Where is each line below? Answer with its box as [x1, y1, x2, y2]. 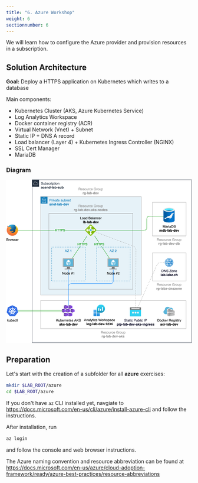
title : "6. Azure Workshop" [6, 9, 75, 15]
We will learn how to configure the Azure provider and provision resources [6, 39, 187, 46]
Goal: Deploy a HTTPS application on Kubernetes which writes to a [6, 78, 169, 85]
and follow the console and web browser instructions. [6, 446, 137, 453]
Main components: [6, 96, 52, 103]
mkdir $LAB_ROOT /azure [6, 382, 62, 388]
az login [6, 435, 28, 442]
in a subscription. [6, 45, 48, 53]
